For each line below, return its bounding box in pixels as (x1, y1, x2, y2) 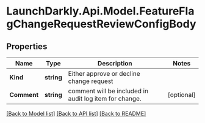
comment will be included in (68, 87, 148, 95)
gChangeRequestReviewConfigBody (6, 17, 196, 31)
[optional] (167, 91, 196, 99)
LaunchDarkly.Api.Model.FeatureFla (6, 4, 195, 18)
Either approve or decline (68, 70, 140, 78)
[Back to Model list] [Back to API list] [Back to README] (6, 110, 146, 117)
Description (97, 59, 132, 67)
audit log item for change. (68, 95, 142, 102)
